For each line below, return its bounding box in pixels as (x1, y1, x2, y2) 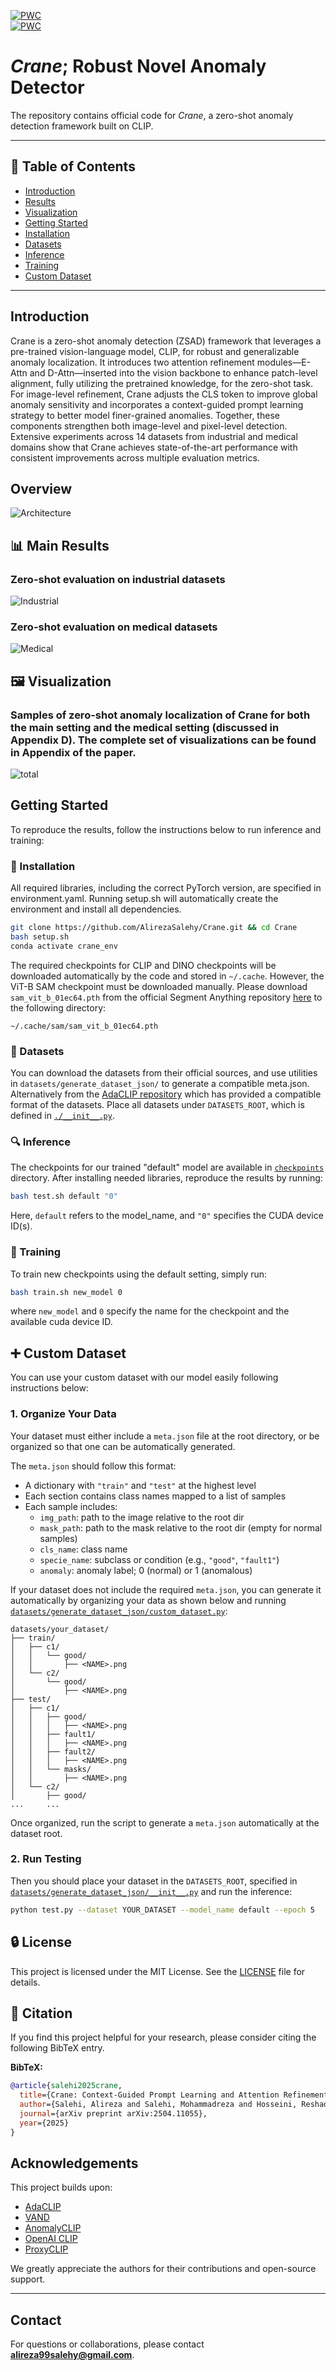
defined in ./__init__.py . (10, 1110, 115, 1122)
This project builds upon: (10, 2181, 113, 2194)
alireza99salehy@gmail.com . (10, 2349, 135, 2361)
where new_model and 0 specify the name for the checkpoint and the (10, 1305, 290, 1317)
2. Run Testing (10, 1852, 82, 1866)
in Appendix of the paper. (10, 745, 137, 759)
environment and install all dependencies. (10, 903, 182, 915)
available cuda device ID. (10, 1316, 113, 1328)
